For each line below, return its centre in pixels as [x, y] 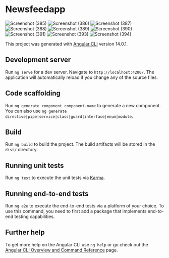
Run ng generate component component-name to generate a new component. [83, 105]
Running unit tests [35, 165]
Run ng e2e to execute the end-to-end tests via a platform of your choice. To [85, 206]
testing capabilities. [35, 217]
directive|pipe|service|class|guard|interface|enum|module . [69, 116]
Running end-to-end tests [47, 193]
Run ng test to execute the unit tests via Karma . [55, 178]
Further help [25, 232]
